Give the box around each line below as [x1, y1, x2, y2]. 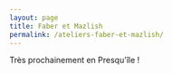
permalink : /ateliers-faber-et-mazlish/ [9, 30, 165, 39]
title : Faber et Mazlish [9, 22, 103, 31]
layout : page [9, 13, 59, 23]
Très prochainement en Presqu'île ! [9, 55, 140, 66]
